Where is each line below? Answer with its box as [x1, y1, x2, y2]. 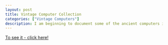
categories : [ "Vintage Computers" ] [5, 16, 79, 21]
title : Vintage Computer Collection [5, 12, 81, 17]
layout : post [5, 7, 32, 12]
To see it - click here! [5, 35, 49, 41]
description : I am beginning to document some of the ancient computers [5, 21, 160, 26]
